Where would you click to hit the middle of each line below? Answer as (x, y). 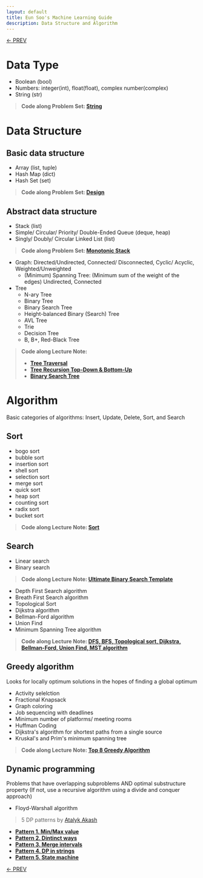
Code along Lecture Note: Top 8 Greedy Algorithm (85, 750)
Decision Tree (42, 333)
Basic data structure (45, 153)
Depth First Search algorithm (51, 591)
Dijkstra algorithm (37, 610)
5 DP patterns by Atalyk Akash (59, 820)
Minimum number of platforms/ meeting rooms (73, 719)
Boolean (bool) (34, 82)
